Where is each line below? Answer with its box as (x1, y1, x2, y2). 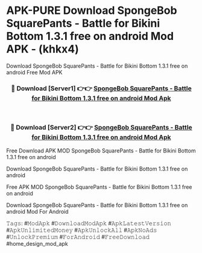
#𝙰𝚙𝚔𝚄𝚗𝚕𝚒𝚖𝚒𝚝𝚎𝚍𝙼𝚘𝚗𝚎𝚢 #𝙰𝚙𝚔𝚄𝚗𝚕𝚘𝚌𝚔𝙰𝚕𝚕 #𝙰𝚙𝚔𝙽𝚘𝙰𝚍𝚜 (6, 226, 157, 234)
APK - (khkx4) (6, 42, 80, 56)
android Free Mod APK (6, 68, 63, 76)
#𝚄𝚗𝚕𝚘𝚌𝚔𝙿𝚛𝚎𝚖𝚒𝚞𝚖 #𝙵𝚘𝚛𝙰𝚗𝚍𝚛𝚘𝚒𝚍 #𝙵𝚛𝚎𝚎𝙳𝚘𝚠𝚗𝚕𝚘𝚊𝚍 (6, 233, 150, 240)
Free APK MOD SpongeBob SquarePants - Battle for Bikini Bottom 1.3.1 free (6, 183, 192, 191)
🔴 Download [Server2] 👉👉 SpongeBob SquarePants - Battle (10, 123, 193, 132)
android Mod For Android (6, 208, 69, 215)
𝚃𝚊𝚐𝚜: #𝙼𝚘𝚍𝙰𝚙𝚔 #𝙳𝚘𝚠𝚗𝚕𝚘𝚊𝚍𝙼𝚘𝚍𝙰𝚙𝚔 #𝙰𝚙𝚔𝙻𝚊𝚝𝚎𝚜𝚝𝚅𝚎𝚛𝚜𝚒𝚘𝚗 (6, 219, 172, 227)
